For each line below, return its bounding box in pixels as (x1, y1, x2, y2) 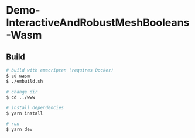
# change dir (6, 89, 38, 95)
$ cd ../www (6, 95, 35, 100)
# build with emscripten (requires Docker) (6, 68, 114, 73)
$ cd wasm (6, 73, 30, 79)
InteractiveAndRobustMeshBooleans (6, 16, 190, 29)
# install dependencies (6, 105, 64, 111)
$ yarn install (6, 110, 43, 116)
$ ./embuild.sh (6, 78, 43, 84)
